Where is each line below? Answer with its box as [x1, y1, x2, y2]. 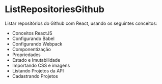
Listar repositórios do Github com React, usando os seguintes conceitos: [5, 20, 157, 26]
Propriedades [12, 52, 41, 58]
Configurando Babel [12, 35, 55, 41]
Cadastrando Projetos [12, 73, 58, 79]
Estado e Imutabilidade [12, 57, 61, 63]
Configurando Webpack [12, 40, 63, 47]
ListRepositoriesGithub [5, 4, 105, 15]
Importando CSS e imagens [12, 62, 70, 68]
